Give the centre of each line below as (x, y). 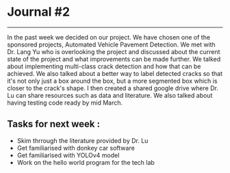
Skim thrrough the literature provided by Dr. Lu (82, 140)
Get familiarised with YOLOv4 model (68, 155)
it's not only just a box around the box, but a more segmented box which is (112, 81)
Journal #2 (39, 12)
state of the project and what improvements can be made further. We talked (114, 59)
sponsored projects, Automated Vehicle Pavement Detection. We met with (111, 44)
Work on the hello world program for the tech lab (86, 162)
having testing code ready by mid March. (65, 103)
